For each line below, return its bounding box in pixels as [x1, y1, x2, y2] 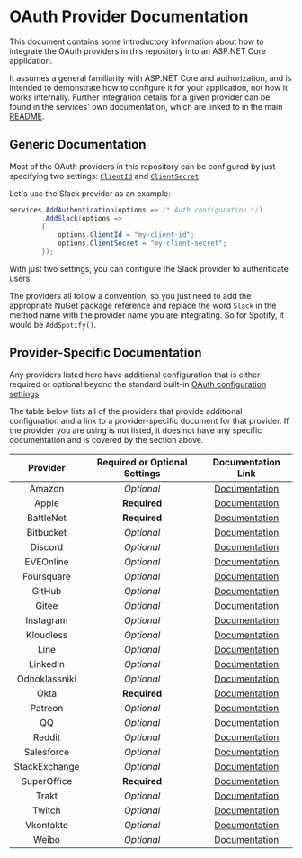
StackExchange [13, 760, 80, 772]
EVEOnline [24, 555, 69, 568]
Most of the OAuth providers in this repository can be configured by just [9, 160, 276, 172]
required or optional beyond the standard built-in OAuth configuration [9, 378, 267, 389]
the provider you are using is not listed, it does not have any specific [9, 425, 262, 436]
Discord [30, 540, 64, 553]
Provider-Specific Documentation [9, 345, 202, 361]
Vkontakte [25, 818, 69, 831]
